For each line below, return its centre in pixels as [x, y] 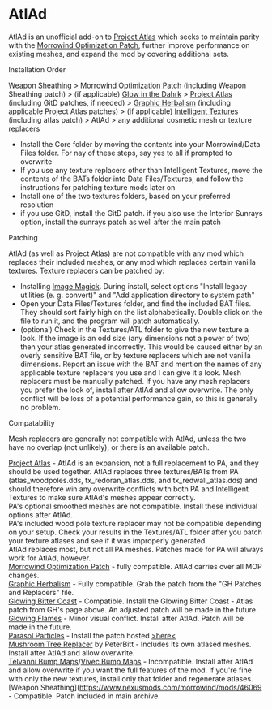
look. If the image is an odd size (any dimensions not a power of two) [135, 338]
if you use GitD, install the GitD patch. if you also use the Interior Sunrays [141, 213]
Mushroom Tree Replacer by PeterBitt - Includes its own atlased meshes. [130, 644]
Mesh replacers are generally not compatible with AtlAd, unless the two [127, 439]
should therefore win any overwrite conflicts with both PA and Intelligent [128, 489]
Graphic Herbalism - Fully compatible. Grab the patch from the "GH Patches [135, 584]
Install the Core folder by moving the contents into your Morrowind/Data [140, 144]
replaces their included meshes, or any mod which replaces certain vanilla [132, 262]
